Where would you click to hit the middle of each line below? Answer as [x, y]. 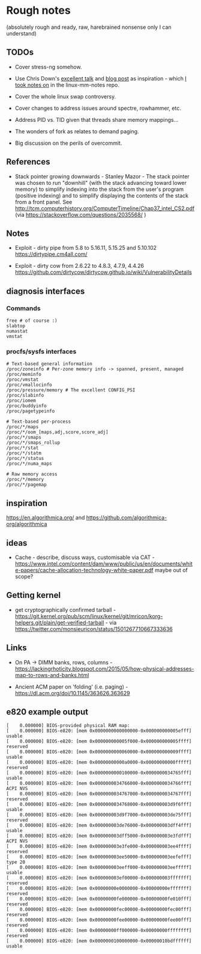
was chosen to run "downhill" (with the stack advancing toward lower [101, 183]
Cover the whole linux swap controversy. [65, 96]
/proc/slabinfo [25, 396]
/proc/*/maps [22, 427]
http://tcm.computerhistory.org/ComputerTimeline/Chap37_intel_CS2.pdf [105, 208]
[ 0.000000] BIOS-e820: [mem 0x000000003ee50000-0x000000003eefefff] [99, 857]
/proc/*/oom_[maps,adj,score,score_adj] [58, 432]
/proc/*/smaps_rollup [33, 443]
